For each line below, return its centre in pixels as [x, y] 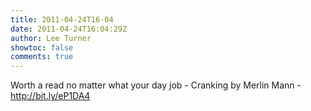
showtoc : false [42, 47]
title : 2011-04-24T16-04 [62, 19]
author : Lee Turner [51, 38]
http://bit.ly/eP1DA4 [50, 96]
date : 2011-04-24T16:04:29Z [69, 29]
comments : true [42, 57]
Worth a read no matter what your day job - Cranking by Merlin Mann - [156, 85]
